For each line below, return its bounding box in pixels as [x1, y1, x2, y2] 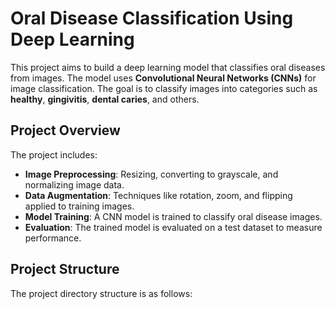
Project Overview [10, 122, 121, 139]
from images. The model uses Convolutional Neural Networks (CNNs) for [10, 72, 317, 84]
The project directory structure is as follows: [10, 287, 193, 299]
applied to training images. [24, 200, 135, 212]
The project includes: [10, 148, 98, 161]
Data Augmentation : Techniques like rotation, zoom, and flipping [24, 189, 293, 201]
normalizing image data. [24, 178, 125, 191]
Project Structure [10, 261, 120, 278]
